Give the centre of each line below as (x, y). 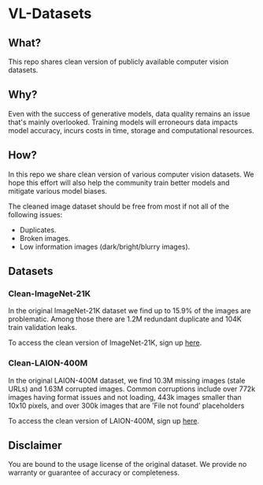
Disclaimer (35, 445)
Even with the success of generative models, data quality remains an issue (129, 113)
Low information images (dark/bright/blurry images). (105, 246)
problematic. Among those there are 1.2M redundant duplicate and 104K (125, 319)
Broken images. (45, 238)
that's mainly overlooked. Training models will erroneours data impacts (123, 122)
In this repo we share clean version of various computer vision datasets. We (131, 174)
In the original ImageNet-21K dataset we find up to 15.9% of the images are (130, 311)
